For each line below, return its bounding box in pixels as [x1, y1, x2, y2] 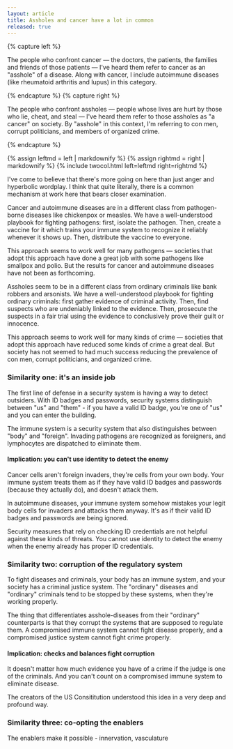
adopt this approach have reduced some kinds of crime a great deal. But [7, 340, 215, 349]
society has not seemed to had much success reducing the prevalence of [7, 348, 218, 356]
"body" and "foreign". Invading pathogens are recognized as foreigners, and [7, 432, 226, 440]
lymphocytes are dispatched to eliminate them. [7, 439, 142, 447]
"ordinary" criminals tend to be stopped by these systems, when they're [7, 590, 214, 598]
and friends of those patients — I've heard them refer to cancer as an [7, 63, 206, 72]
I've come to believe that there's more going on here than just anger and [7, 175, 214, 183]
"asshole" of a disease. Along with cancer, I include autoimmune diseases [7, 70, 219, 79]
